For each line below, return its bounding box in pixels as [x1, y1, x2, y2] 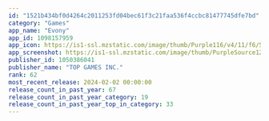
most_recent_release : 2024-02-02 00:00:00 [8, 78, 152, 86]
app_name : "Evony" [8, 26, 70, 34]
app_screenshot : [8, 49, 62, 57]
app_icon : [8, 41, 42, 49]
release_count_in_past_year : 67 [8, 85, 116, 94]
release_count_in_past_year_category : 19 [8, 93, 149, 101]
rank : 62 [8, 71, 38, 79]
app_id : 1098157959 [8, 33, 74, 42]
